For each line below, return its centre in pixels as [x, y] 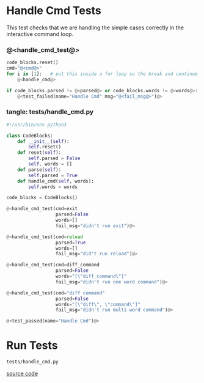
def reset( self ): [39, 153]
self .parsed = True [53, 175]
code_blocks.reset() [33, 63]
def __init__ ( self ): [43, 141]
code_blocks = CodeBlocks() [42, 198]
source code [22, 373]
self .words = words [53, 187]
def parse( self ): [39, 170]
